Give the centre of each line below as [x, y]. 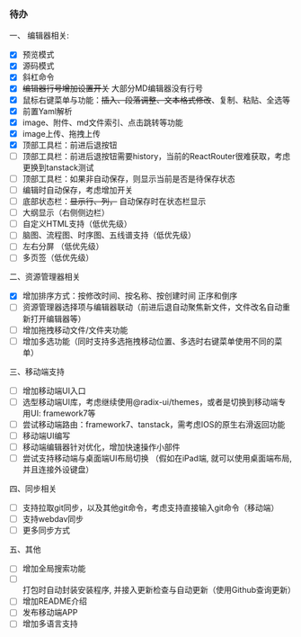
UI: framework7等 [63, 413]
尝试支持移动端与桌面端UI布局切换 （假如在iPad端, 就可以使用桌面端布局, [157, 458]
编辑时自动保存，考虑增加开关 [77, 190]
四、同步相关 [33, 489]
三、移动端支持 [37, 372]
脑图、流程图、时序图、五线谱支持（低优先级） [109, 235]
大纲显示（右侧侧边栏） [66, 212]
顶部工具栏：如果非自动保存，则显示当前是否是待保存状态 [128, 178]
